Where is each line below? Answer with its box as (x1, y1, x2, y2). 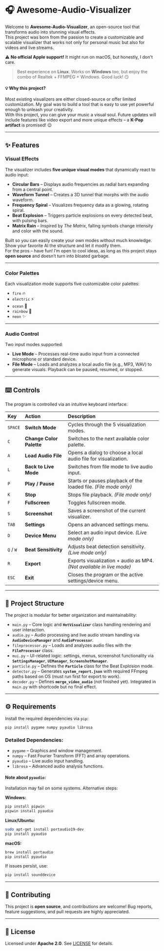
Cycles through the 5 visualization (67, 421, 146, 428)
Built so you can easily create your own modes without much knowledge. (5, 237, 152, 243)
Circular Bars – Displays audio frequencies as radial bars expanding (12, 181, 149, 187)
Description (67, 413, 96, 420)
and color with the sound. (12, 228, 64, 234)
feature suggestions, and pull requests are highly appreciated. (5, 909, 130, 915)
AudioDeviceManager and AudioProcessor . (12, 637, 94, 643)
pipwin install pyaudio (5, 809, 54, 814)
